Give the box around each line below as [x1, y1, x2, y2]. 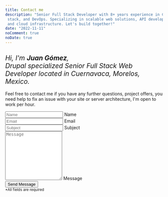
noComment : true [5, 31, 39, 36]
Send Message [7, 181, 36, 187]
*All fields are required [5, 187, 44, 192]
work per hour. [5, 101, 36, 107]
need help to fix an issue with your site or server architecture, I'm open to [5, 96, 156, 102]
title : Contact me [5, 7, 43, 13]
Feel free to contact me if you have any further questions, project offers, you [5, 91, 163, 97]
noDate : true [5, 36, 32, 41]
